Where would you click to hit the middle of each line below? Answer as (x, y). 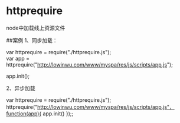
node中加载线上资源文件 (36, 28)
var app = (18, 58)
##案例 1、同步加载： (32, 40)
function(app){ (24, 114)
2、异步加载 (21, 88)
